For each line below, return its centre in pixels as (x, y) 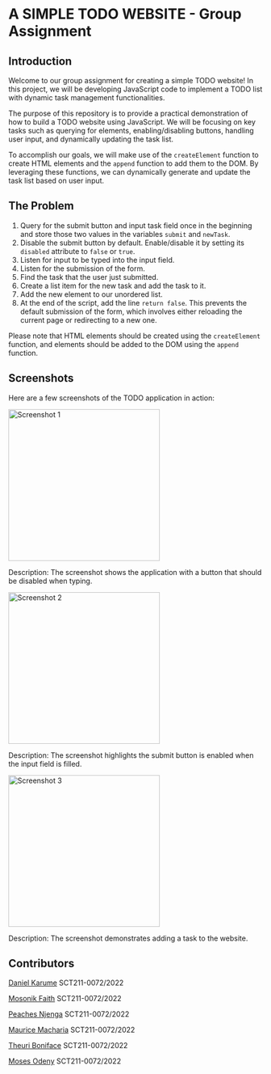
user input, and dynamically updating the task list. (91, 139)
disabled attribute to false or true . (77, 251)
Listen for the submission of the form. (82, 268)
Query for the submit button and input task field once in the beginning (136, 225)
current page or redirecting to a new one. (88, 319)
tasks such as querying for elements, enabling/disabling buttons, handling (131, 131)
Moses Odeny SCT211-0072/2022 (65, 1061)
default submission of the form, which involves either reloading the (131, 311)
